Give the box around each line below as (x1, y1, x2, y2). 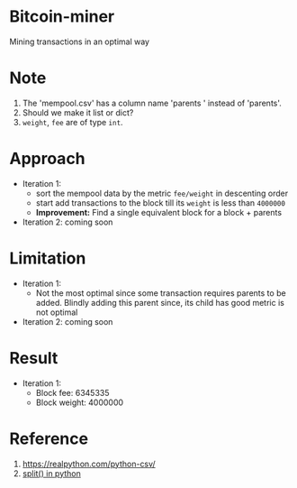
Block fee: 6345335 (35, 387, 110, 398)
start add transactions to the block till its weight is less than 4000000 (35, 197, 286, 208)
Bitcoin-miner (9, 6, 115, 27)
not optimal (35, 307, 78, 318)
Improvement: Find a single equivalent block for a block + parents (35, 207, 282, 217)
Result (9, 347, 58, 368)
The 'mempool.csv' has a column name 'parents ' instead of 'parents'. (22, 97, 282, 108)
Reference (9, 428, 88, 448)
